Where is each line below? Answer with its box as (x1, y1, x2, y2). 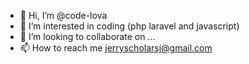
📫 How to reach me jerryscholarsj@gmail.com (19, 42, 213, 54)
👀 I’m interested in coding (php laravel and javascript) (19, 20, 240, 32)
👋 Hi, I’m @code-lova (19, 10, 108, 21)
